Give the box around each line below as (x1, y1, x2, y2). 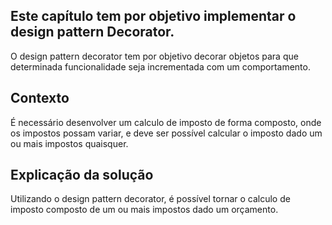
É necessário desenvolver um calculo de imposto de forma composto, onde (10, 116, 322, 128)
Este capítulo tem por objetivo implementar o (10, 8, 297, 25)
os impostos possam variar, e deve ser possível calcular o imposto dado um (10, 127, 323, 139)
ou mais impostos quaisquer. (10, 137, 129, 149)
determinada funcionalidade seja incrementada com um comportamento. (10, 60, 311, 73)
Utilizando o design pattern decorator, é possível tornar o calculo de (10, 193, 291, 205)
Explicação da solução (10, 167, 154, 184)
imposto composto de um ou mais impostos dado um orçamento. (10, 204, 279, 216)
